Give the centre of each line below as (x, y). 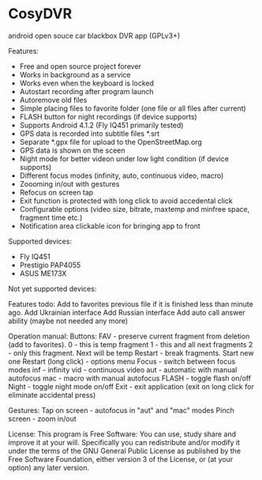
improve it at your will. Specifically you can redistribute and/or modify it (124, 442)
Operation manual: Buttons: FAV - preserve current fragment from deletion (129, 336)
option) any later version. (49, 467)
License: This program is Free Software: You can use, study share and (122, 434)
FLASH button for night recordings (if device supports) (108, 116)
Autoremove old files (53, 100)
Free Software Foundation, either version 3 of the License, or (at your (121, 459)
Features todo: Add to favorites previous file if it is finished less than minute (131, 304)
